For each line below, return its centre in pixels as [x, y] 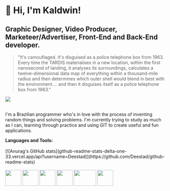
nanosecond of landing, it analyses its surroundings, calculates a [86, 68]
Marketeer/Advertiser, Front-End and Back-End [82, 37]
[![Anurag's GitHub [25, 151]
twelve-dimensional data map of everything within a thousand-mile [88, 73]
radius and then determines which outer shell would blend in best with [91, 79]
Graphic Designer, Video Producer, [61, 29]
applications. [19, 131]
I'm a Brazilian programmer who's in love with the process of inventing [79, 114]
